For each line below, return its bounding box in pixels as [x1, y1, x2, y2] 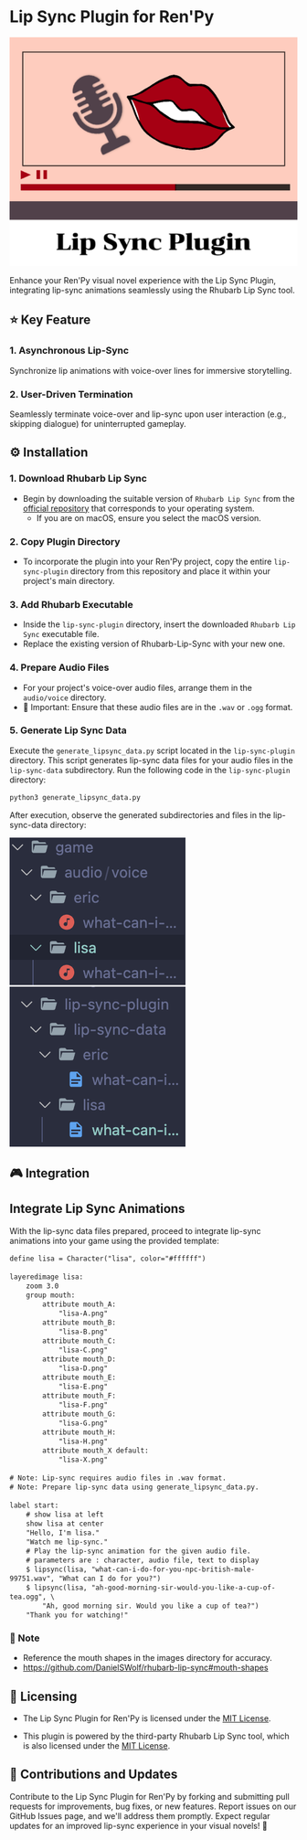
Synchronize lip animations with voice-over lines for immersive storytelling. [9, 365, 292, 376]
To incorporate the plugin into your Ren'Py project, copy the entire [22, 556, 272, 567]
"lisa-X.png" [58, 1455, 108, 1464]
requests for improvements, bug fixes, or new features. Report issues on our [9, 1801, 297, 1812]
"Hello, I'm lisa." [26, 1528, 101, 1537]
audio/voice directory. [22, 692, 107, 703]
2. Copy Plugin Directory [9, 535, 121, 548]
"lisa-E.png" [58, 1382, 108, 1391]
